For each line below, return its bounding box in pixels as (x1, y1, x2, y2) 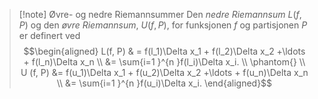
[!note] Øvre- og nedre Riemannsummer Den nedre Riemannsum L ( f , (18, 9, 302, 20)
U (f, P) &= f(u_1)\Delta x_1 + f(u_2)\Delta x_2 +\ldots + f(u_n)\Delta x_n (20, 67, 309, 78)
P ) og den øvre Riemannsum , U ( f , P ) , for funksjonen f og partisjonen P (18, 19, 308, 31)
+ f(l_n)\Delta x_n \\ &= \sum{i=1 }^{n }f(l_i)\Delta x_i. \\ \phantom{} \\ (23, 56, 306, 68)
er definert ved (18, 30, 81, 41)
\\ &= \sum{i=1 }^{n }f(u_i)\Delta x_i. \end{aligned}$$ (56, 77, 273, 89)
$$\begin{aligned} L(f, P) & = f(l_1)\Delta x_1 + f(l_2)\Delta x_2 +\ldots (23, 45, 306, 57)
